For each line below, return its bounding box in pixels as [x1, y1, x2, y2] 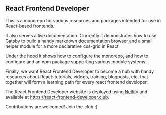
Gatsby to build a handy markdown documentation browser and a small [5, 38, 153, 44]
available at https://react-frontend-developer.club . [5, 94, 110, 100]
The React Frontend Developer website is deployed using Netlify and [5, 88, 148, 95]
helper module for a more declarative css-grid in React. [5, 43, 120, 49]
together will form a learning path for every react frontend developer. [5, 79, 148, 85]
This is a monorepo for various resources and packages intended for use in [5, 17, 161, 23]
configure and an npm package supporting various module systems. [5, 58, 147, 65]
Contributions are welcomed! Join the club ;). [5, 103, 99, 110]
